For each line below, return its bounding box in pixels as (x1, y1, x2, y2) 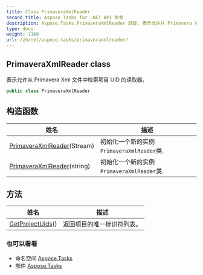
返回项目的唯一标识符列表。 (63, 220, 142, 229)
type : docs (6, 25, 34, 32)
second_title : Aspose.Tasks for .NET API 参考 (6, 14, 124, 21)
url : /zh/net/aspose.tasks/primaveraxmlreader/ (6, 37, 129, 43)
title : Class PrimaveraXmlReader (6, 8, 91, 15)
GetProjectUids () (9, 220, 57, 228)
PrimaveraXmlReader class (6, 59, 111, 69)
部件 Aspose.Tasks (14, 262, 62, 269)
